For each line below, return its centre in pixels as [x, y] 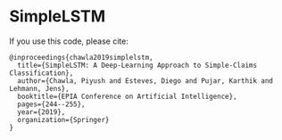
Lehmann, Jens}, [39, 88]
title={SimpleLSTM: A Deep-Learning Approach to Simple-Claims [137, 65]
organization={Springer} [63, 119]
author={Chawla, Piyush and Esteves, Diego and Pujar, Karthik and [145, 81]
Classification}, [41, 73]
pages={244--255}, [52, 104]
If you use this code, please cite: [69, 41]
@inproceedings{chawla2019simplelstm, [81, 57]
